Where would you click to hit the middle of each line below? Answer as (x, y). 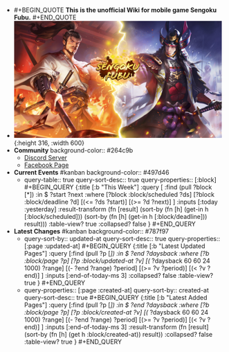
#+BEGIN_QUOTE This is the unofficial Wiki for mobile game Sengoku (115, 10)
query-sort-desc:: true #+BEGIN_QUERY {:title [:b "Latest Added (116, 298)
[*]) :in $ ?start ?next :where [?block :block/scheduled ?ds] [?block (119, 195)
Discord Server (46, 158)
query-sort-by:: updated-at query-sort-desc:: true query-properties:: (122, 239)
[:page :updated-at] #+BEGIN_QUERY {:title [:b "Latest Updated (114, 246)
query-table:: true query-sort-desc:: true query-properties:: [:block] (120, 180)
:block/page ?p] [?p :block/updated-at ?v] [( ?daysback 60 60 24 (117, 261)
